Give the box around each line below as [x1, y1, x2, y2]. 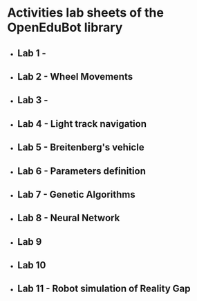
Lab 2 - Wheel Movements [17, 71, 133, 83]
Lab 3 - [17, 94, 48, 106]
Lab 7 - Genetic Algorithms [17, 189, 136, 200]
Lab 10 [17, 259, 46, 271]
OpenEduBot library [7, 19, 123, 35]
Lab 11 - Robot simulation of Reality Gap [17, 283, 191, 295]
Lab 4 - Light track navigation [17, 118, 147, 130]
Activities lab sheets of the [7, 5, 165, 21]
